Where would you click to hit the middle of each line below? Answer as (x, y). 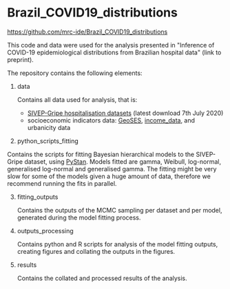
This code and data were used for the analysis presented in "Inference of (111, 45)
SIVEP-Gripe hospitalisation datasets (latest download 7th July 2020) (125, 113)
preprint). (21, 59)
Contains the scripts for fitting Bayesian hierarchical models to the (101, 154)
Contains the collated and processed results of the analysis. (102, 278)
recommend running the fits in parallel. (62, 183)
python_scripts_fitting (48, 141)
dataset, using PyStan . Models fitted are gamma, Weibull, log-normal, (123, 161)
